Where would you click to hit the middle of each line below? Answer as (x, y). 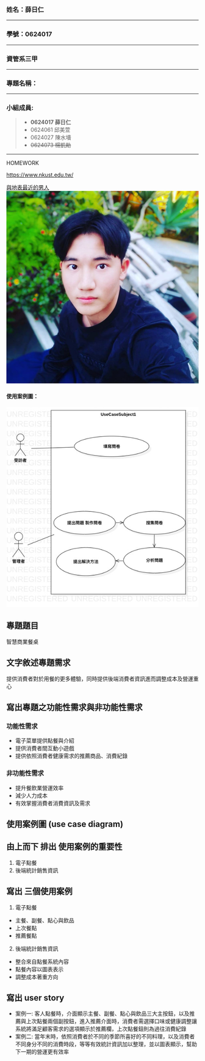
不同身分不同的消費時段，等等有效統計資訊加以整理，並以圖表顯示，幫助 (106, 1044)
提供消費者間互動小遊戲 (45, 748)
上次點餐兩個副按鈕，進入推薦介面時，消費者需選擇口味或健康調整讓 (111, 1021)
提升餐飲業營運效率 (39, 788)
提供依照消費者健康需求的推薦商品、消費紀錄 (71, 756)
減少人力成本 (31, 795)
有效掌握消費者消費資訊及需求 (52, 803)
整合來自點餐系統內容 (42, 961)
